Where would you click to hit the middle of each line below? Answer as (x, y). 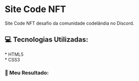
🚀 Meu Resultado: (27, 72)
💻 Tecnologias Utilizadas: (47, 39)
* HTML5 (14, 54)
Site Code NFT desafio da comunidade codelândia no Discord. (69, 23)
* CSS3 (12, 59)
